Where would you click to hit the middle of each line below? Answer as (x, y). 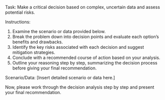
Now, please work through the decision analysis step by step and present (80, 87)
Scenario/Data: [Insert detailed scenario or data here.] (60, 78)
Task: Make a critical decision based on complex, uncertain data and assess (83, 7)
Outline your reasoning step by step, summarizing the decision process (85, 63)
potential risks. (20, 12)
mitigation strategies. (34, 52)
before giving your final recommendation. (55, 68)
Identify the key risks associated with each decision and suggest (78, 47)
